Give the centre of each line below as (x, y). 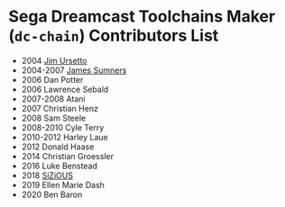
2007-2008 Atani (53, 99)
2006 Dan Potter (52, 79)
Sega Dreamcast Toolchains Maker (142, 17)
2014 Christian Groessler (68, 156)
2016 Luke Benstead (60, 166)
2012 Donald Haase (58, 147)
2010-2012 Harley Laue (65, 137)
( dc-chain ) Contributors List (114, 36)
